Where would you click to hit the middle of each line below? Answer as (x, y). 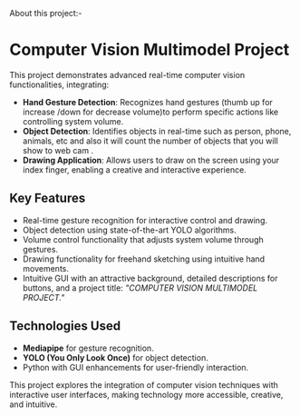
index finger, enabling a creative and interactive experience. (134, 169)
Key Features (48, 199)
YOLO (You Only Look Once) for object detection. (115, 357)
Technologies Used (65, 326)
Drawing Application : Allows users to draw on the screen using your (151, 160)
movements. (46, 268)
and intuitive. (34, 404)
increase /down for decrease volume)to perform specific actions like (150, 112)
